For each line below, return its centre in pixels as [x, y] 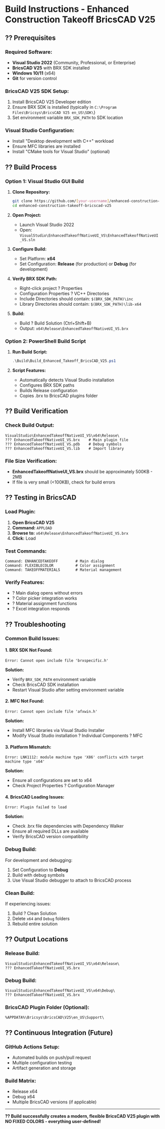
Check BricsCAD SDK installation [46, 685]
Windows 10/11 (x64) [34, 73]
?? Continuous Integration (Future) [59, 1032]
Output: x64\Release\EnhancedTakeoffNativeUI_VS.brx [74, 328]
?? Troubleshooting [36, 624]
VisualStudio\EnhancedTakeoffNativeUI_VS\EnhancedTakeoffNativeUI [89, 236]
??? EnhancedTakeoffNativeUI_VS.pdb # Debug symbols [63, 444]
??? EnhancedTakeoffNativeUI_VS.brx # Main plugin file [67, 440]
